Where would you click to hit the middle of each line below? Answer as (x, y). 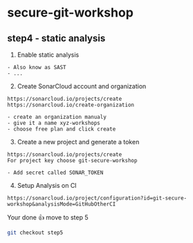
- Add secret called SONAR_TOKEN (55, 173)
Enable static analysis (48, 55)
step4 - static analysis (56, 38)
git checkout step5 (35, 233)
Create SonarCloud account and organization (82, 86)
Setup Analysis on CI (47, 185)
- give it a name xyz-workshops (54, 123)
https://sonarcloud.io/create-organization (71, 105)
